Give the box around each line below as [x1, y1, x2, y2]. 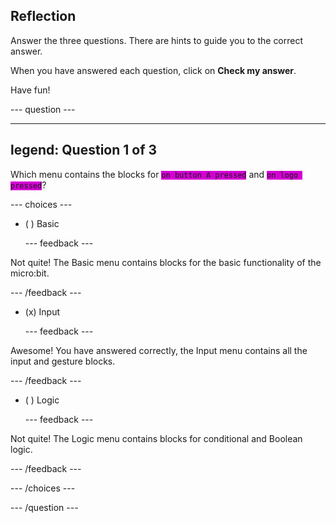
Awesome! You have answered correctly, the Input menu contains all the [10, 344, 308, 356]
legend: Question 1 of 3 [10, 142, 158, 159]
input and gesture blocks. [10, 355, 116, 367]
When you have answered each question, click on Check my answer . [10, 64, 297, 76]
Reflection [10, 8, 77, 25]
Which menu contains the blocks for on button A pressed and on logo [10, 168, 299, 180]
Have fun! [10, 84, 51, 96]
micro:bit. [10, 267, 50, 279]
